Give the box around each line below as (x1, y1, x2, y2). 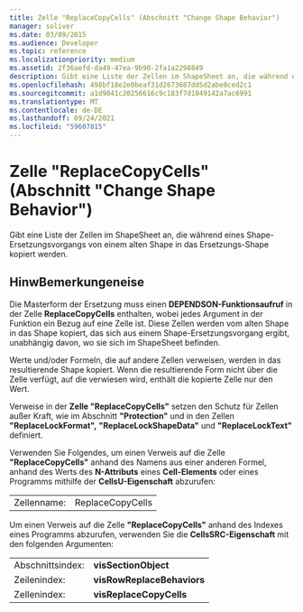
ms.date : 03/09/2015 (9, 30, 87, 39)
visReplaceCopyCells (93, 588, 188, 600)
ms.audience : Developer (9, 38, 99, 48)
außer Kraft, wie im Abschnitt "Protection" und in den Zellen (9, 410, 234, 421)
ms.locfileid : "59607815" (9, 123, 106, 132)
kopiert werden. (9, 248, 69, 259)
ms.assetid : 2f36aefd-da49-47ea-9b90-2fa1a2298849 (9, 64, 204, 73)
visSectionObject (93, 559, 170, 571)
